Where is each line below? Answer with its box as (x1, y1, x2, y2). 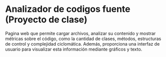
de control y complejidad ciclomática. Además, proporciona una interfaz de (5, 41, 160, 47)
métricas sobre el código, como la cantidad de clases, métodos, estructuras (5, 36, 162, 42)
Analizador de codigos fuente (5, 3, 131, 15)
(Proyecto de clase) (5, 14, 88, 25)
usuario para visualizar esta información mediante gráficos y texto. (5, 46, 143, 52)
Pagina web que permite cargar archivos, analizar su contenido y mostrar (5, 30, 156, 36)
